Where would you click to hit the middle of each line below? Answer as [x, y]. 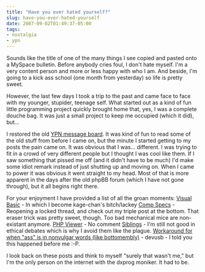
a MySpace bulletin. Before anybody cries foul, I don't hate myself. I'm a [97, 64]
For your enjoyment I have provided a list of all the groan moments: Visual [99, 198]
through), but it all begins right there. [53, 186]
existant [16, 224]
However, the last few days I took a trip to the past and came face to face [99, 96]
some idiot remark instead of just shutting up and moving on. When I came [100, 167]
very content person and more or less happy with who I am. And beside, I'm [102, 71]
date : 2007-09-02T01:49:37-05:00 [49, 23]
